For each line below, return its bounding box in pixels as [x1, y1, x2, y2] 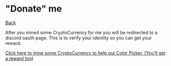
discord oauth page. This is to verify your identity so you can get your [5, 35, 152, 41]
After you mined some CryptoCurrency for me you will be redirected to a [5, 29, 158, 35]
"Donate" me [5, 3, 62, 15]
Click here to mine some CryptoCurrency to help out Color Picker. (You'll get [5, 50, 166, 56]
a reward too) [5, 55, 34, 61]
